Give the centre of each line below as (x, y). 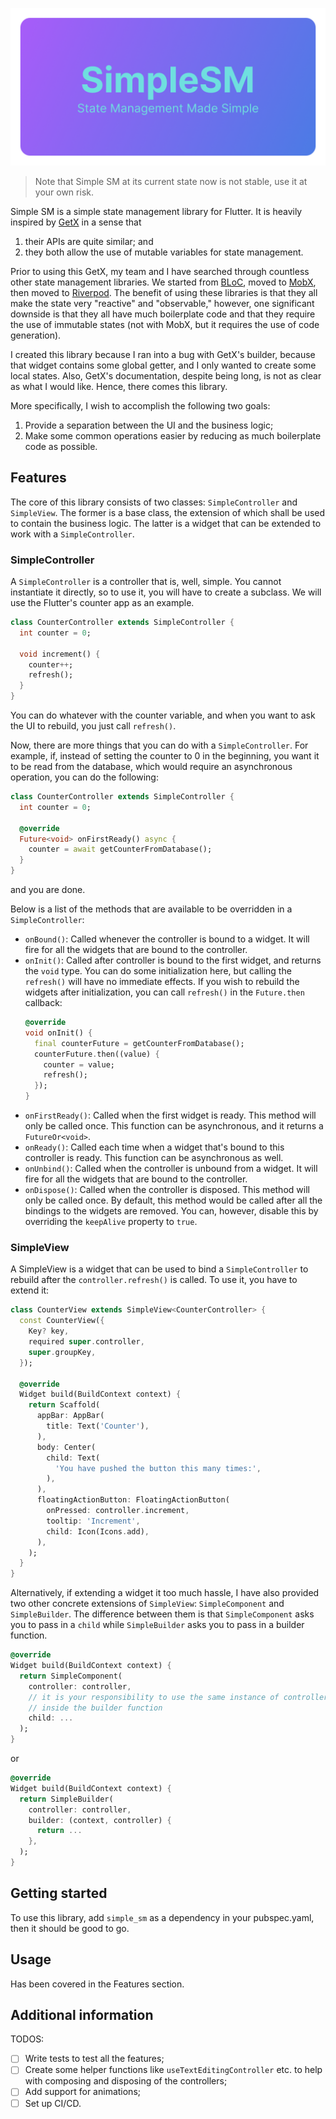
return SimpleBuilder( (66, 1799)
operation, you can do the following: (84, 777)
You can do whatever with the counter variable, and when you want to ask (163, 715)
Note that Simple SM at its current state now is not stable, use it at (171, 181)
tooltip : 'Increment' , (93, 1521)
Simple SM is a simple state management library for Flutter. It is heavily (156, 211)
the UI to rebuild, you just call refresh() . (93, 726)
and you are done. (48, 890)
